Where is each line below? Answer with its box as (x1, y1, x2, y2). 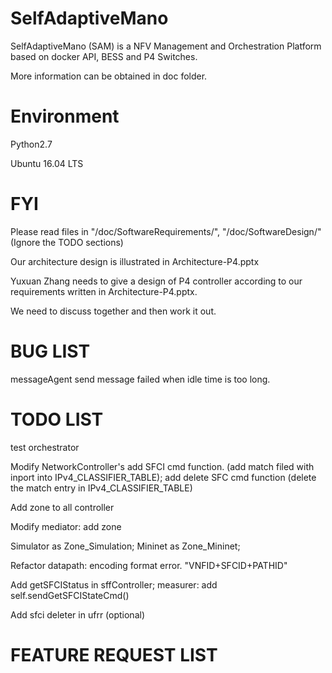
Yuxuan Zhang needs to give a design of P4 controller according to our (10, 275, 303, 287)
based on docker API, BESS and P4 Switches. (10, 50, 198, 62)
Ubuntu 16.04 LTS (10, 157, 84, 169)
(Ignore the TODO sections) (10, 236, 124, 248)
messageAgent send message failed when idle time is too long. (10, 373, 271, 385)
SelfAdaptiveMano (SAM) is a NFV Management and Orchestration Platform (10, 40, 322, 52)
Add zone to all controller (10, 501, 115, 513)
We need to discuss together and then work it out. (10, 305, 217, 317)
